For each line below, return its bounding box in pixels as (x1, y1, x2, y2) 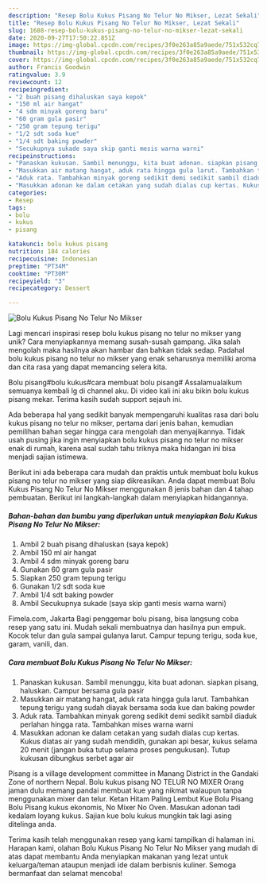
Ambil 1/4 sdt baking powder (19, 590, 114, 600)
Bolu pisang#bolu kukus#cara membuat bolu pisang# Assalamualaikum (8, 378, 242, 388)
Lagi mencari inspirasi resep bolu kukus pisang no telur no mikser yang (8, 329, 242, 338)
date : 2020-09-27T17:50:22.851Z (8, 33, 115, 42)
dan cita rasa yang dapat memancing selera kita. (8, 362, 168, 372)
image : (8, 41, 30, 49)
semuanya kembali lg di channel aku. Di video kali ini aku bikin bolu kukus (8, 386, 250, 396)
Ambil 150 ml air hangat (19, 548, 97, 558)
